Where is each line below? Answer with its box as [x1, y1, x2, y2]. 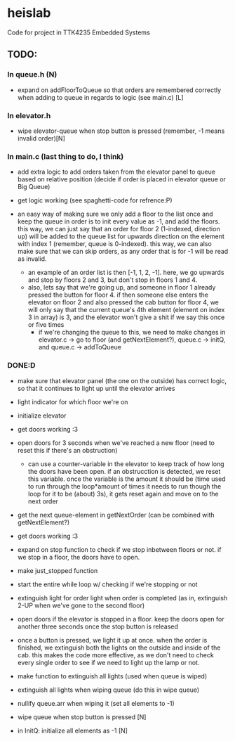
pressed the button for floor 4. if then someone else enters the [27, 290, 209, 299]
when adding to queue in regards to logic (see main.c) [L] [17, 93, 184, 101]
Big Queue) [17, 183, 51, 191]
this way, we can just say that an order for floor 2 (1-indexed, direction [17, 225, 220, 233]
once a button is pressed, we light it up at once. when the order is [17, 636, 208, 644]
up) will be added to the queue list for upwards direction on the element [17, 232, 224, 240]
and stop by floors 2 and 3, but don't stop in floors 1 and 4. [27, 276, 198, 284]
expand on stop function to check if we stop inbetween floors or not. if [17, 545, 222, 553]
